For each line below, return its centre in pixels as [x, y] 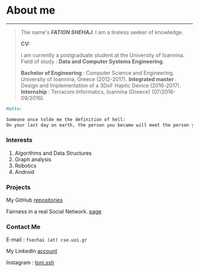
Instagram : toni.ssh [30, 263]
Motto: [14, 109]
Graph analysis [33, 159]
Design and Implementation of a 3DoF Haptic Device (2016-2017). [101, 85]
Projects [18, 187]
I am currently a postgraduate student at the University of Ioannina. [102, 55]
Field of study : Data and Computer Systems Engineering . [92, 61]
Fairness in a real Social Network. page [54, 212]
